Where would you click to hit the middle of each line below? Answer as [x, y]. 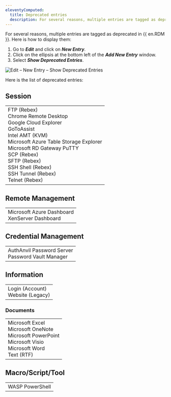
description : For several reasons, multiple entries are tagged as [83, 19]
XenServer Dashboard [34, 218]
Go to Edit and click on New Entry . [49, 50]
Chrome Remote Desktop [38, 116]
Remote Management [40, 198]
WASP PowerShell [30, 386]
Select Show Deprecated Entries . [48, 60]
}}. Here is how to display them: [38, 39]
